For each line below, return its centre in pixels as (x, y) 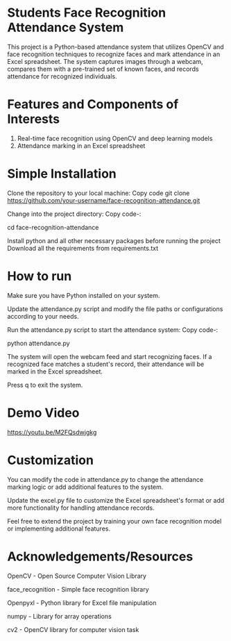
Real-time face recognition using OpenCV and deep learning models (115, 138)
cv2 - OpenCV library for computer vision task (73, 629)
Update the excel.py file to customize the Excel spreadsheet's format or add (116, 500)
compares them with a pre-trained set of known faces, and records (103, 69)
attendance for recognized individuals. (62, 76)
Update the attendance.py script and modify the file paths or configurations (115, 309)
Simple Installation (62, 174)
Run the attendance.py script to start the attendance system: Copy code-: (113, 330)
